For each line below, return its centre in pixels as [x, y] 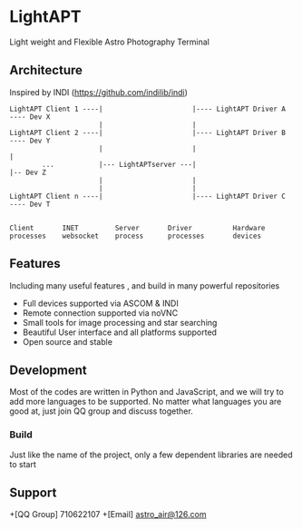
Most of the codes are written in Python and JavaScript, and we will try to [146, 392]
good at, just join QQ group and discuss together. [101, 411]
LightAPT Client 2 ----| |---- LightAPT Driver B [147, 132]
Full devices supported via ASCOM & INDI [100, 303]
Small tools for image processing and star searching [120, 322]
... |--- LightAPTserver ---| [119, 164]
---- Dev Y [30, 141]
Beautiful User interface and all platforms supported [120, 332]
